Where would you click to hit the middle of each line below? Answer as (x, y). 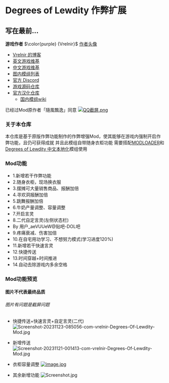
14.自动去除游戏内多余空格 (40, 264)
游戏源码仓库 (26, 86)
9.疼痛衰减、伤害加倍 (35, 233)
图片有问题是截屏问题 (27, 304)
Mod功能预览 (22, 279)
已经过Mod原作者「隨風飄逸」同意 (41, 110)
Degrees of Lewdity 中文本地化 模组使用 (46, 149)
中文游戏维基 (26, 67)
